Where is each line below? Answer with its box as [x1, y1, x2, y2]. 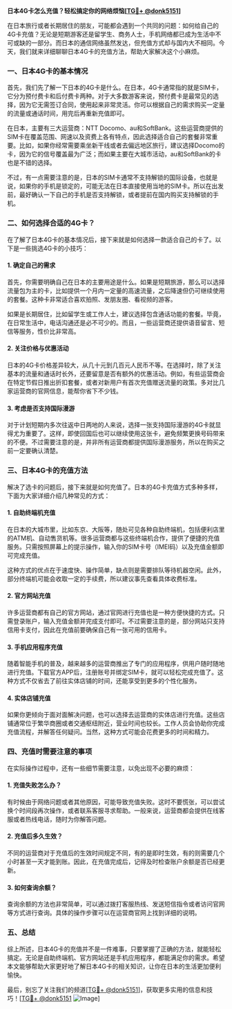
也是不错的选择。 [7, 158, 56, 167]
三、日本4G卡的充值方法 [7, 466, 88, 475]
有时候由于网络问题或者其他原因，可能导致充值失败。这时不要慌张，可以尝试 [7, 797, 225, 806]
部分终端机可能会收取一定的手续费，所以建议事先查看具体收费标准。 [7, 574, 201, 583]
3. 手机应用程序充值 [7, 643, 64, 651]
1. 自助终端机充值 [7, 509, 56, 517]
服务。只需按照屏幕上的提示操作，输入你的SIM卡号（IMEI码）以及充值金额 [7, 543, 218, 551]
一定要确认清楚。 [12, 446, 62, 455]
